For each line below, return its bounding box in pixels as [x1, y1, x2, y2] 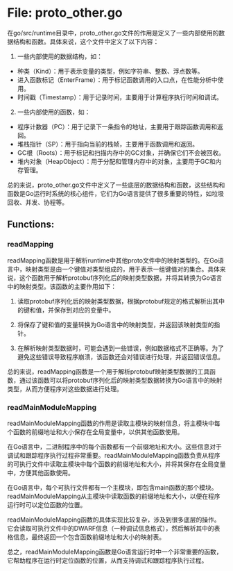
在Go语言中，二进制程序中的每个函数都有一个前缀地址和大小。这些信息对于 [7, 442, 222, 451]
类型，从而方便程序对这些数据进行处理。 [7, 384, 123, 393]
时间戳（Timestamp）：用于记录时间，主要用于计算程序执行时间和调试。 [17, 92, 223, 101]
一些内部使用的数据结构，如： [17, 52, 103, 60]
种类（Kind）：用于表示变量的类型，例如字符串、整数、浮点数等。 [17, 67, 204, 75]
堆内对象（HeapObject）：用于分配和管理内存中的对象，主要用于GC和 [17, 157, 216, 165]
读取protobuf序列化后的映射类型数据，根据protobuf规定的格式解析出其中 [17, 297, 225, 305]
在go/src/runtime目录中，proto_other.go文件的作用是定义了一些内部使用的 [7, 28, 219, 37]
